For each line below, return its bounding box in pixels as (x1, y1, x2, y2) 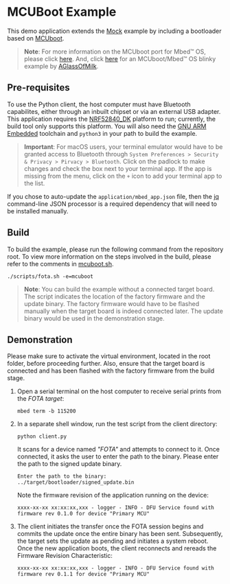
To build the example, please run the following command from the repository (7, 245, 224, 253)
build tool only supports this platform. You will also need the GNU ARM (7, 121, 207, 130)
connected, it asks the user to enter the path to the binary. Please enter (16, 452, 219, 460)
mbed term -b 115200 (16, 408, 76, 415)
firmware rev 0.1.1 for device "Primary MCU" (16, 571, 150, 578)
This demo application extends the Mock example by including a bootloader (7, 27, 222, 35)
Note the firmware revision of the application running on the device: (16, 491, 209, 500)
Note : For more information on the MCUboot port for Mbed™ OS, (23, 47, 206, 56)
